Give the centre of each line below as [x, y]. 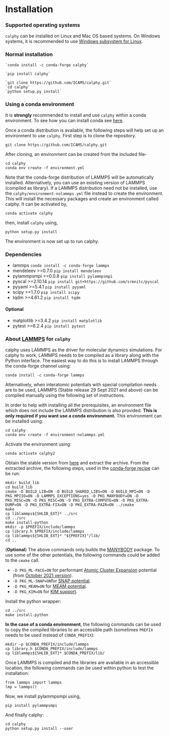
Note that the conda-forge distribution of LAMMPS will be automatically [79, 177]
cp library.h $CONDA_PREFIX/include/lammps [52, 649]
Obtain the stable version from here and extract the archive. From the [77, 462]
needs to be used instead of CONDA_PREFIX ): [50, 635]
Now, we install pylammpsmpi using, [43, 696]
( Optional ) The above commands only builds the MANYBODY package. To [82, 549]
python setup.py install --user [39, 728]
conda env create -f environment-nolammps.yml [55, 435]
